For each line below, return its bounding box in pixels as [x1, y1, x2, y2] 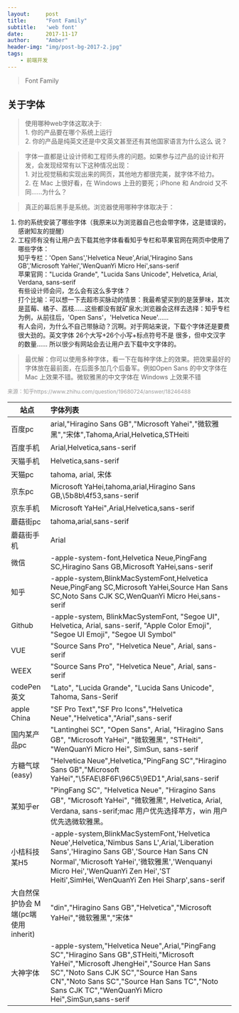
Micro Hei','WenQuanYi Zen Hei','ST [50, 866, 171, 876]
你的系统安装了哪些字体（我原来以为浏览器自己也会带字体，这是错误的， [17, 218, 230, 226]
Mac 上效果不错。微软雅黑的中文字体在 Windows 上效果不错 [24, 372, 201, 381]
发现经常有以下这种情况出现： [43, 161, 132, 169]
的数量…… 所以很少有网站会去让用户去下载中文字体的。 [17, 340, 180, 348]
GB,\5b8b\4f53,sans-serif [50, 490, 139, 500]
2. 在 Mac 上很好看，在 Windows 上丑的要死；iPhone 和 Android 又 [24, 179, 222, 187]
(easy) [11, 770, 33, 780]
